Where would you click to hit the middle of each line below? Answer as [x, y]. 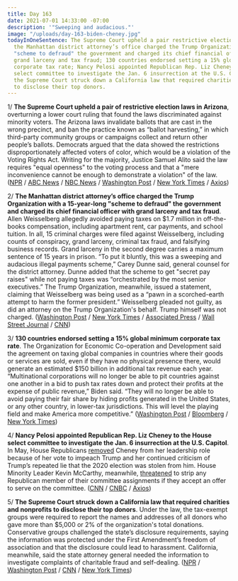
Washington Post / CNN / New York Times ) [70, 570]
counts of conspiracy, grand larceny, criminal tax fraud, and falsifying [109, 242]
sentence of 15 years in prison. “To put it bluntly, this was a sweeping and [114, 257]
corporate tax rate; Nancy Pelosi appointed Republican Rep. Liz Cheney [123, 67]
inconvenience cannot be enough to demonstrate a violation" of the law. [113, 175]
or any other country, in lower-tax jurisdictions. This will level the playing [113, 407]
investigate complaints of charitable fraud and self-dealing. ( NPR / [104, 563]
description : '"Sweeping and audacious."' [71, 27]
